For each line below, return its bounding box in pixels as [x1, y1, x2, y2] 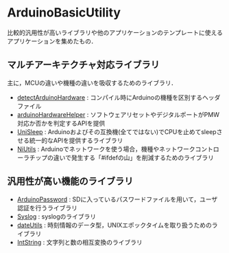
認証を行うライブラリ [16, 203, 77, 212]
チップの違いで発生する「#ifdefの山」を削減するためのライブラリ [29, 153, 215, 162]
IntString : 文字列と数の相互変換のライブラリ [16, 238, 143, 246]
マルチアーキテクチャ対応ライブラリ [7, 59, 160, 71]
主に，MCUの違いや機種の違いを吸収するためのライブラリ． [7, 78, 178, 87]
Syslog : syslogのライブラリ [16, 212, 97, 221]
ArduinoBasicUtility [7, 5, 121, 21]
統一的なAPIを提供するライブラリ [29, 136, 123, 144]
